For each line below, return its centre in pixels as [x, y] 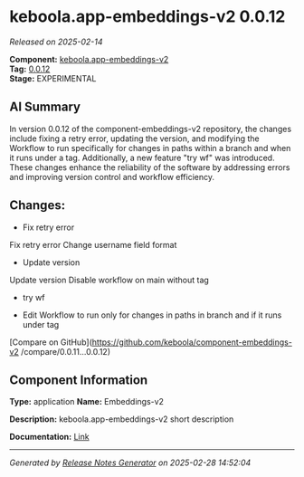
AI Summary [45, 107]
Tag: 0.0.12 [30, 69]
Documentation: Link [49, 437]
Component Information [79, 380]
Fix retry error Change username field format [93, 244]
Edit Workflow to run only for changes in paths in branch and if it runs [152, 315]
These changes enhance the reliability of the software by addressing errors [150, 167]
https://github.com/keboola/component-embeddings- [192, 342]
